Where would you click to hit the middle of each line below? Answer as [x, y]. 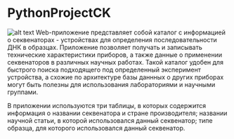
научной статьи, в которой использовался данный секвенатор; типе [110, 120]
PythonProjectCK [59, 13]
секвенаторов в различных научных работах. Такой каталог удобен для [115, 62]
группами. [23, 92]
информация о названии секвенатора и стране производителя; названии [117, 113]
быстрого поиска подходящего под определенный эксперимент [104, 69]
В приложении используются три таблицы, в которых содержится [107, 105]
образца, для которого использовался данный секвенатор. [96, 128]
